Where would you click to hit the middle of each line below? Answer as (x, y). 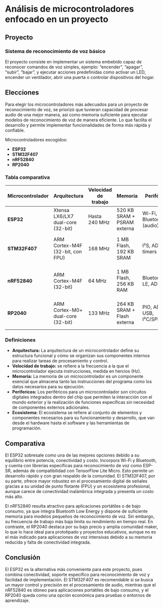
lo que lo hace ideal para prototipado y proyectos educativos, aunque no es (81, 532)
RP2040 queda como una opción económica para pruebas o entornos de (78, 595)
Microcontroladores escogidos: (36, 139)
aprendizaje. (17, 600)
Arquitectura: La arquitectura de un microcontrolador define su (75, 351)
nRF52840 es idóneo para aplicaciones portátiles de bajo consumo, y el (77, 590)
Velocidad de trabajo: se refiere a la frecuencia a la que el (70, 366)
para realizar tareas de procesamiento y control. (60, 361)
